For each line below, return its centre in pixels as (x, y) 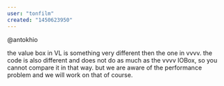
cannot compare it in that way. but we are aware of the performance (105, 67)
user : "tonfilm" (31, 13)
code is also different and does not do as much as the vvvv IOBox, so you (112, 60)
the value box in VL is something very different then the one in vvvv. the (110, 53)
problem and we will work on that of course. (70, 75)
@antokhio (23, 39)
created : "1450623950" (40, 20)
